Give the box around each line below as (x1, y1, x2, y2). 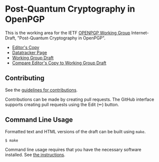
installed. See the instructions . (5, 152, 65, 158)
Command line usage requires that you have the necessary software (5, 147, 142, 153)
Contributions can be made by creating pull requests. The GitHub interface (5, 96, 154, 102)
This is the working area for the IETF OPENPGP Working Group (5, 30, 130, 36)
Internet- (131, 30, 149, 36)
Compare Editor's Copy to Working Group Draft (12, 60, 107, 66)
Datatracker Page (12, 50, 48, 55)
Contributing (5, 74, 45, 82)
